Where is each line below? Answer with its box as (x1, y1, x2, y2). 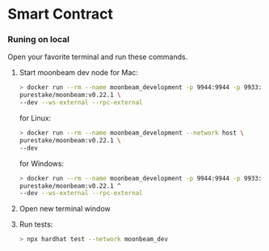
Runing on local (7, 34, 70, 45)
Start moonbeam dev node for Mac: (19, 68, 139, 78)
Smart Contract (7, 5, 114, 23)
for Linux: (19, 113, 52, 123)
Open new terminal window (19, 204, 111, 214)
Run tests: (19, 219, 53, 229)
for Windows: (19, 159, 65, 168)
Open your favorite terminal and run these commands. (7, 52, 188, 62)
